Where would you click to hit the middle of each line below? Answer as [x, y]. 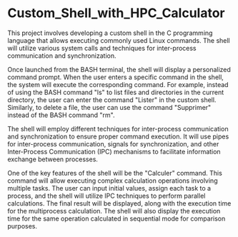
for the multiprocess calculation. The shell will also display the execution [114, 211]
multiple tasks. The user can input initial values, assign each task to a [109, 188]
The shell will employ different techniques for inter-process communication [118, 128]
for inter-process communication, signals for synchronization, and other [113, 143]
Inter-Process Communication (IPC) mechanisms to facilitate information [114, 151]
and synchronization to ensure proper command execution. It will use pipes [118, 136]
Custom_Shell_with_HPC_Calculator [116, 13]
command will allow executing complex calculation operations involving [113, 181]
